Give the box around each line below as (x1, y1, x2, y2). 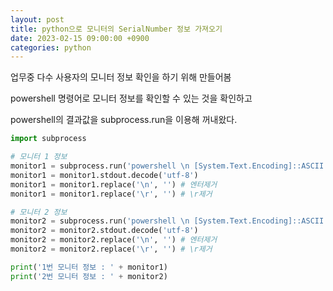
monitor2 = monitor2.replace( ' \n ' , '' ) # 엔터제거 (10, 235, 218, 245)
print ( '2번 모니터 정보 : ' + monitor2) (10, 271, 168, 281)
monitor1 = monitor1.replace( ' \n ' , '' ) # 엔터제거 (10, 179, 218, 190)
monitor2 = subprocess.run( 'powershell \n (10, 216, 190, 226)
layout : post (10, 14, 65, 25)
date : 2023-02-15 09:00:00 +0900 (10, 33, 150, 43)
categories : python (10, 42, 92, 53)
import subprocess (10, 134, 87, 144)
